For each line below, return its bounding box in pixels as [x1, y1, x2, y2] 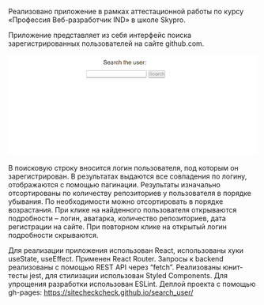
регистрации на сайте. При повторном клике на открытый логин [8, 221, 227, 232]
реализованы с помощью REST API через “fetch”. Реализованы [8, 262, 221, 272]
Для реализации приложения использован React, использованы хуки [8, 245, 243, 255]
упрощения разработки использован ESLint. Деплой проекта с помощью [8, 279, 256, 288]
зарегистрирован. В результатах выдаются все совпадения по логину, [8, 171, 247, 181]
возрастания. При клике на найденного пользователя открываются [8, 205, 237, 214]
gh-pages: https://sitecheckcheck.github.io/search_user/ [8, 288, 194, 297]
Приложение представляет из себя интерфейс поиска [8, 31, 192, 40]
